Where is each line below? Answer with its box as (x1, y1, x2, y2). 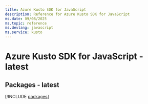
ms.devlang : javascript (5, 25, 54, 30)
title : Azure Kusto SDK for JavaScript (5, 7, 86, 12)
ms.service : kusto (5, 30, 42, 35)
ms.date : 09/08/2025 (5, 16, 47, 21)
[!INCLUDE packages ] (5, 94, 49, 99)
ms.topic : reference (5, 21, 47, 26)
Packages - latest (5, 81, 60, 89)
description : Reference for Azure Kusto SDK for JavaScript (5, 12, 130, 17)
